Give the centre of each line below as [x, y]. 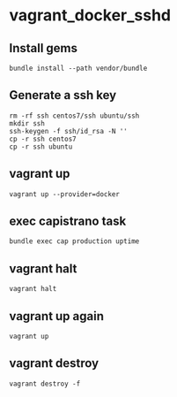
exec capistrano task [68, 221]
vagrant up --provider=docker [65, 194]
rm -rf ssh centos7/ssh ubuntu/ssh [74, 116]
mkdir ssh [27, 123]
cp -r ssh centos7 [43, 139]
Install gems [43, 48]
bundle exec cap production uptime [74, 241]
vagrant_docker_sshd [90, 15]
